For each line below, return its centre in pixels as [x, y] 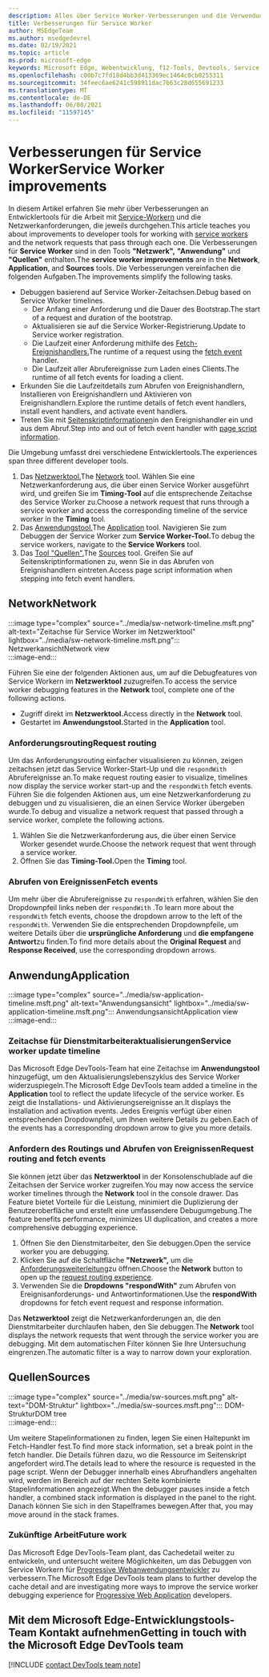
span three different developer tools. [68, 461]
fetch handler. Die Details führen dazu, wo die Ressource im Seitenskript [127, 1454]
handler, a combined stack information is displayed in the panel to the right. [132, 1497]
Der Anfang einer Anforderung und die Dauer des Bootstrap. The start [146, 308]
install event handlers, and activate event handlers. [104, 411]
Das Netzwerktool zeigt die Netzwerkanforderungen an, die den [115, 1318]
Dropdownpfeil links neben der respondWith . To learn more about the [121, 908]
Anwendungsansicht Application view [177, 1012]
